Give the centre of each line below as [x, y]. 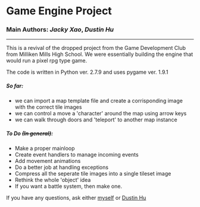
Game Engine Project [59, 11]
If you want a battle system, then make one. [68, 186]
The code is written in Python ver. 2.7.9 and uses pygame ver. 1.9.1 [87, 72]
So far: [15, 86]
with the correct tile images [48, 107]
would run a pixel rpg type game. [47, 61]
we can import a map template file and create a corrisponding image [99, 101]
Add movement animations [48, 161]
